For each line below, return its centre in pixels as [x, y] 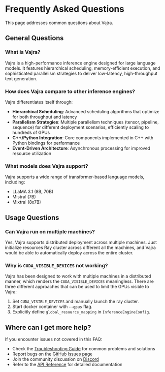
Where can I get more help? [48, 327]
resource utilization [32, 153]
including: [15, 182]
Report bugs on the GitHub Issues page [52, 354]
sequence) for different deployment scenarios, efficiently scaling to [81, 127]
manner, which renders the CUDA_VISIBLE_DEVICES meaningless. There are [80, 281]
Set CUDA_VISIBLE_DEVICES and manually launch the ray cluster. [76, 302]
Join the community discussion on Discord [56, 359]
